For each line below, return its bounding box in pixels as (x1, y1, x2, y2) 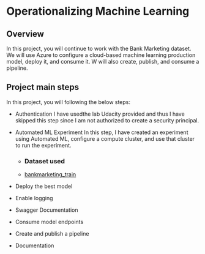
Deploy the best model (15, 182, 73, 190)
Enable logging (15, 195, 53, 202)
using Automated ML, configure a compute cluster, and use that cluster (15, 135, 195, 142)
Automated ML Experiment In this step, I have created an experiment (15, 129, 188, 136)
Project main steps (6, 82, 80, 92)
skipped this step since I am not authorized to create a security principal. (15, 116, 199, 124)
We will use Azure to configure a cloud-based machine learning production (6, 51, 196, 59)
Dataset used (24, 157, 65, 165)
